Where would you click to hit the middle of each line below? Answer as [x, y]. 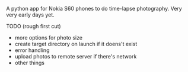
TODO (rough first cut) [34, 26]
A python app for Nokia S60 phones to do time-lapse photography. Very [94, 9]
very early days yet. [30, 15]
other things [29, 63]
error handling [32, 50]
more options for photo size [49, 37]
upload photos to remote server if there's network [76, 56]
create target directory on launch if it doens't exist [76, 44]
